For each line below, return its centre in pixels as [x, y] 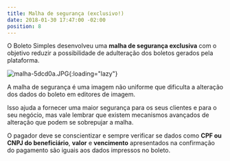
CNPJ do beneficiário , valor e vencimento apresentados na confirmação [111, 143]
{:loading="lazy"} [93, 74]
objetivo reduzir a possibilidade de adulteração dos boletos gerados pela [110, 53]
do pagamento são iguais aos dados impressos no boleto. [89, 150]
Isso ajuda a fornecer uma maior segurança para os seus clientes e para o [112, 108]
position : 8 [24, 26]
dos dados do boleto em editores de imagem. [71, 94]
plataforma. [23, 61]
